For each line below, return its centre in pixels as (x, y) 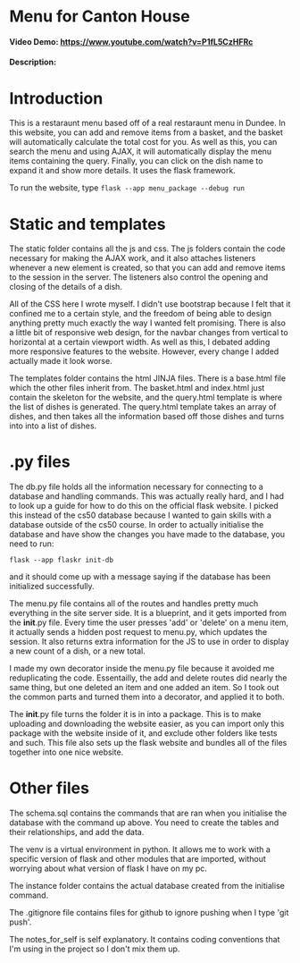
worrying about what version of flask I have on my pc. (108, 868)
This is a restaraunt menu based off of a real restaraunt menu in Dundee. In (147, 123)
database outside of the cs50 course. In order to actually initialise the (137, 525)
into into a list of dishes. (53, 426)
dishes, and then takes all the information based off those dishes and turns (147, 417)
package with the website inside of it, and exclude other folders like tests (143, 733)
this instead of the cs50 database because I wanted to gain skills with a (141, 515)
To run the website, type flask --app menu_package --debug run (127, 188)
